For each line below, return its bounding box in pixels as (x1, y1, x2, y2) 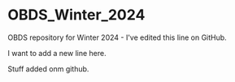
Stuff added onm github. (7, 63, 89, 74)
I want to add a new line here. (7, 48, 107, 58)
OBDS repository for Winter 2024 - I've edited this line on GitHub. (7, 32, 227, 42)
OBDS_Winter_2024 (7, 6, 146, 24)
